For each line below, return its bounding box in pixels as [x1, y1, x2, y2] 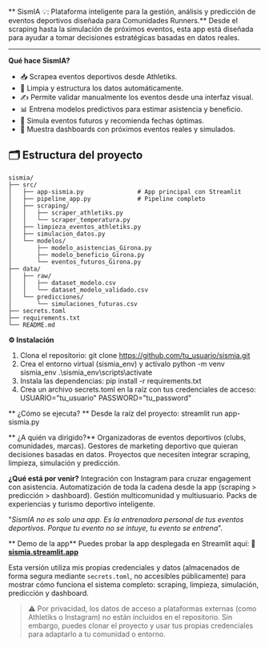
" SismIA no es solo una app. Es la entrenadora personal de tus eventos [8, 514, 244, 524]
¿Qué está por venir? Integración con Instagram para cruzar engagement [8, 473, 251, 483]
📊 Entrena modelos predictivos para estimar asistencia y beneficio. [19, 104, 243, 114]
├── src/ [8, 180, 38, 189]
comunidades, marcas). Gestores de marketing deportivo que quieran [8, 440, 239, 451]
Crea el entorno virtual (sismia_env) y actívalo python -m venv [19, 359, 226, 368]
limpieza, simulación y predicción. [8, 458, 120, 468]
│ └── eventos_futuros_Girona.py [8, 258, 142, 266]
